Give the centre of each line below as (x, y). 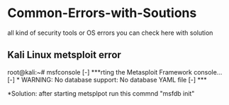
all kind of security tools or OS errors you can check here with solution (110, 33)
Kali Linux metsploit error (65, 55)
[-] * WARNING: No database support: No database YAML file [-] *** (107, 79)
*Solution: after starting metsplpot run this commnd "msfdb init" (101, 93)
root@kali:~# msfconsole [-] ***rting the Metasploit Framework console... (115, 72)
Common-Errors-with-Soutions (102, 13)
